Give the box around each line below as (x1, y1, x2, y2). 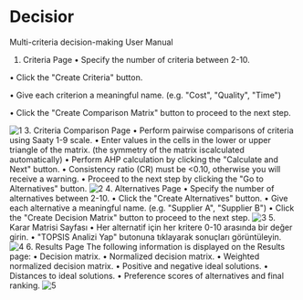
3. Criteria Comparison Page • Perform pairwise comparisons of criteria (24, 125, 294, 136)
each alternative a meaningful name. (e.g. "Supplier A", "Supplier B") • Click (9, 202, 295, 213)
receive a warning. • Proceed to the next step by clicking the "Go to (9, 173, 265, 184)
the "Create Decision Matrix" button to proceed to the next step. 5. (9, 212, 276, 222)
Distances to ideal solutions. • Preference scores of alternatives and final (9, 270, 285, 281)
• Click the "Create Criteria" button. (9, 71, 143, 83)
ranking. (9, 280, 41, 291)
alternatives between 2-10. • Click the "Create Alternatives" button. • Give (9, 192, 288, 203)
